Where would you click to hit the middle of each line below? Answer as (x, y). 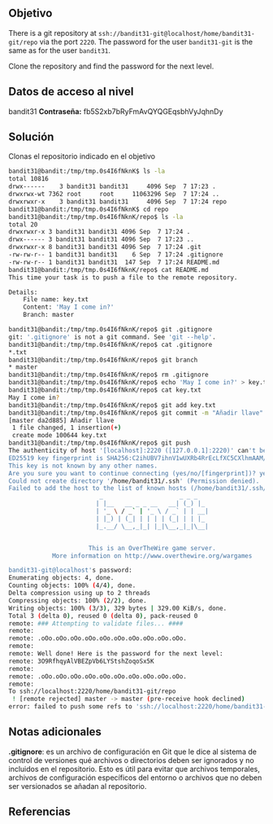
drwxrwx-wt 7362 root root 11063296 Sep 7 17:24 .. (114, 195)
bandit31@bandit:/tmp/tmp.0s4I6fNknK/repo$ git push (100, 443)
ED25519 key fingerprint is (56, 458)
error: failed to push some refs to (70, 707)
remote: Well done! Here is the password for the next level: (116, 654)
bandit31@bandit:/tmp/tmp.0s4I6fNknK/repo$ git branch (103, 360)
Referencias (40, 812)
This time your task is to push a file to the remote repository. (123, 277)
